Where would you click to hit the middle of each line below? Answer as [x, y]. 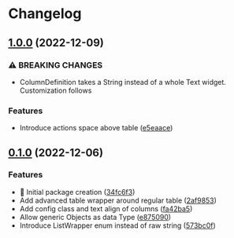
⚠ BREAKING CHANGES [56, 65]
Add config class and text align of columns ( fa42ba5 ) [106, 208]
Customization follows [56, 90]
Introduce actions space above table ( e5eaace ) [96, 128]
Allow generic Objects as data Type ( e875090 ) [95, 217]
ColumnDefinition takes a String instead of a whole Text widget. [123, 82]
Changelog [45, 14]
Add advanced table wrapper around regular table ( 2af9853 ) [118, 200]
